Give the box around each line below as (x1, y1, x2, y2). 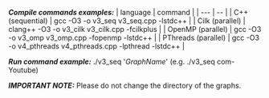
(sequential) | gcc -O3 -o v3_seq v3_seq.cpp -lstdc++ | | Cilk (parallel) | (8, 16, 247, 25)
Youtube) (8, 65, 39, 75)
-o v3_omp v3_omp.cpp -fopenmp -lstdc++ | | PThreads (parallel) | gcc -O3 (8, 33, 259, 42)
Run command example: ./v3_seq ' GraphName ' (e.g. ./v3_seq (8, 57, 215, 66)
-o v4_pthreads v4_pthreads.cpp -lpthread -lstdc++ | (8, 41, 185, 51)
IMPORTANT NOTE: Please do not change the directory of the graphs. (8, 80, 242, 90)
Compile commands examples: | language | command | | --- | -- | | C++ (8, 8, 249, 17)
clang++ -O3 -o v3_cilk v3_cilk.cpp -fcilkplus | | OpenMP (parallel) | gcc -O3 (8, 25, 262, 33)
